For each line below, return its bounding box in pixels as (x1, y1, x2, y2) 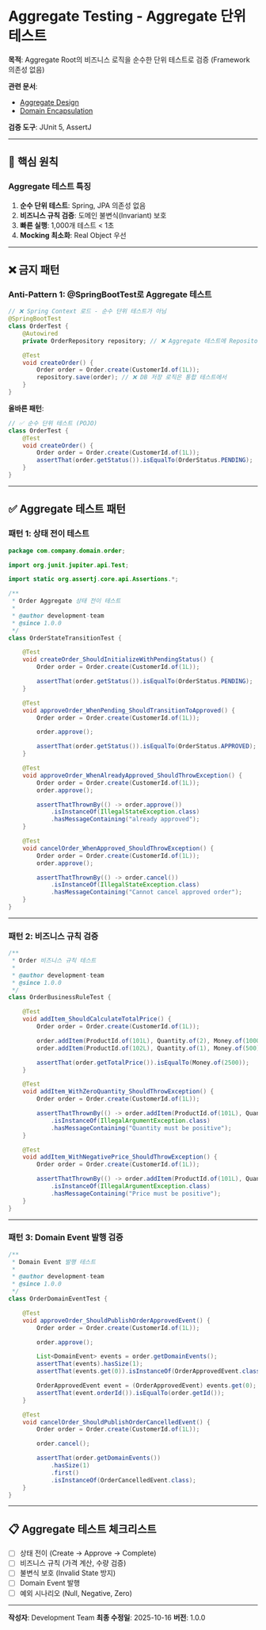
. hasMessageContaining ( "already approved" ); (50, 815, 200, 824)
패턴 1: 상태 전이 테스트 (8, 529, 89, 540)
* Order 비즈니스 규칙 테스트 (11, 957, 97, 965)
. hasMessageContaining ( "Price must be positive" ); (50, 1190, 222, 1198)
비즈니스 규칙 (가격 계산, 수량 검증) (19, 1559, 127, 1568)
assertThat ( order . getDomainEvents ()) (36, 1454, 161, 1463)
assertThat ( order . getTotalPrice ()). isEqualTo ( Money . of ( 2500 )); (36, 1059, 249, 1067)
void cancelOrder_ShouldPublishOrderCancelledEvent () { (22, 1418, 211, 1426)
